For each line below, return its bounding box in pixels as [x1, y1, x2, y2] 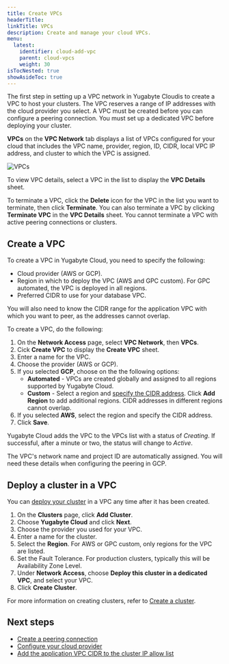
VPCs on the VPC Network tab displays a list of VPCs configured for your [7, 135, 215, 143]
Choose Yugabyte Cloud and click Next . [16, 518, 132, 526]
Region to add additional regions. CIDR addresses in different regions [27, 396, 223, 405]
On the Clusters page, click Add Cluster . [16, 511, 133, 519]
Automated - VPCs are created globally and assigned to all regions [27, 374, 217, 383]
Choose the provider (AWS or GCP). [16, 360, 118, 368]
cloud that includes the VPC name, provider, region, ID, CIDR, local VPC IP [7, 142, 215, 151]
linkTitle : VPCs [7, 23, 53, 29]
